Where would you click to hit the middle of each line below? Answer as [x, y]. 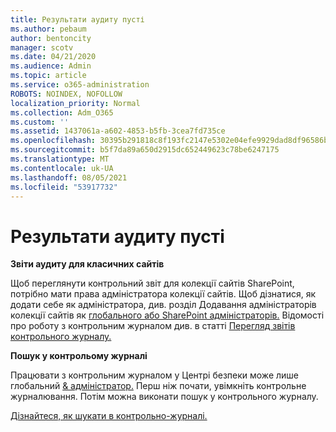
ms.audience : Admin [51, 66]
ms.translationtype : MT [60, 159]
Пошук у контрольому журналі [79, 356]
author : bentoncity [51, 38]
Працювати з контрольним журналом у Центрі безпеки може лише [154, 375]
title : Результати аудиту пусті [77, 19]
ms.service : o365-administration [80, 85]
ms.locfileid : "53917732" [64, 187]
